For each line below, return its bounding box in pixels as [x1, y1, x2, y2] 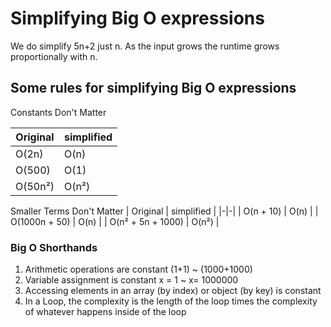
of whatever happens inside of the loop [24, 306, 187, 318]
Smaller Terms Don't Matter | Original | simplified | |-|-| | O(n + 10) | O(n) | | [10, 205, 319, 217]
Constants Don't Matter [10, 106, 107, 118]
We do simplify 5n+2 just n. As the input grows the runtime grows [10, 40, 280, 52]
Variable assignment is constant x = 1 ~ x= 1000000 [24, 274, 239, 286]
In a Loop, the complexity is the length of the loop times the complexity [24, 295, 318, 307]
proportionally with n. [10, 50, 98, 62]
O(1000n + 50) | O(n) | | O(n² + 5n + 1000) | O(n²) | [10, 215, 220, 227]
